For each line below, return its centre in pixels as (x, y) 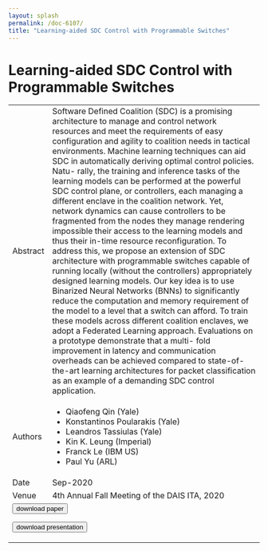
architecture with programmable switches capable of (151, 261)
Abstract (28, 251)
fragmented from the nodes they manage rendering (148, 221)
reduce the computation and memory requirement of (150, 301)
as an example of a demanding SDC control (133, 381)
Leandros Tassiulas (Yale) (114, 432)
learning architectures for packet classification (169, 371)
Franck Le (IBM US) (102, 452)
